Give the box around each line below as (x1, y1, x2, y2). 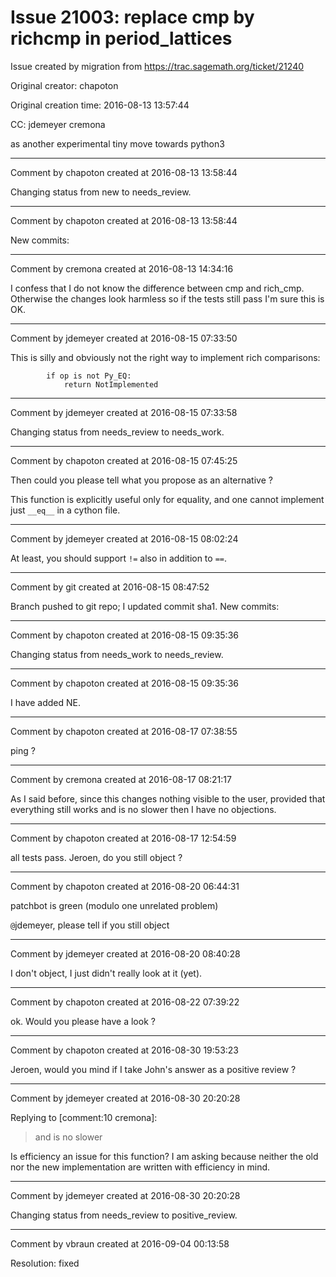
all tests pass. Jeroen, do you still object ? (10, 851, 183, 863)
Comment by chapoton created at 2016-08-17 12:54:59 (10, 832, 237, 844)
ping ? (10, 744, 36, 756)
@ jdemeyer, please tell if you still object (10, 919, 170, 931)
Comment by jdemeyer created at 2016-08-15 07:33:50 (10, 332, 238, 344)
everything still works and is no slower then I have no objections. (10, 803, 277, 815)
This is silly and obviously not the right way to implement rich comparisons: (10, 351, 321, 363)
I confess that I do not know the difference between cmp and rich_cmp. (10, 282, 305, 294)
